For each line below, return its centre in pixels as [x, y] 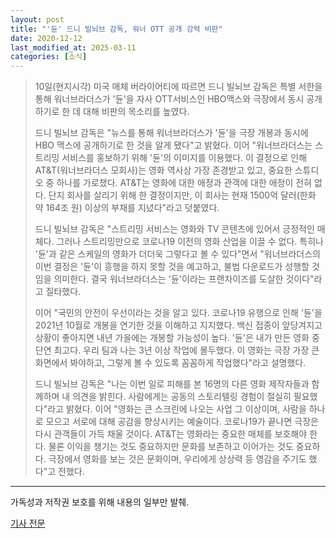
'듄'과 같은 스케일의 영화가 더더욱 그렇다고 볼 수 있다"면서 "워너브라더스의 [177, 254]
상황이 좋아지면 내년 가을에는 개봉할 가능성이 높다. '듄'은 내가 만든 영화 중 [177, 338]
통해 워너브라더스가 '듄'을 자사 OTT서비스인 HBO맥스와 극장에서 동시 [169, 99]
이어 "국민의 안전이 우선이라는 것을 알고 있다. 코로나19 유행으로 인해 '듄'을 [178, 313]
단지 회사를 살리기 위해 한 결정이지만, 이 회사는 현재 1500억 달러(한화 [182, 195]
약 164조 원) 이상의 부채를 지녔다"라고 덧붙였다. [127, 208]
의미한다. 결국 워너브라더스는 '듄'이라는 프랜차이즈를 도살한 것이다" [184, 279]
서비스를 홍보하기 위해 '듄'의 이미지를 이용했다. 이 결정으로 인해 [184, 158]
